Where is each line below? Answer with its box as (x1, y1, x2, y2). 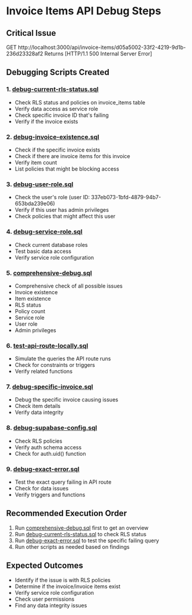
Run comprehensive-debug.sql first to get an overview (14, 524, 149, 531)
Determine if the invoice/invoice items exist (14, 583, 121, 590)
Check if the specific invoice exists (14, 146, 100, 153)
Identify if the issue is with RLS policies (14, 576, 111, 583)
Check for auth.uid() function (14, 450, 86, 457)
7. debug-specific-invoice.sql (6, 383, 93, 391)
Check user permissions (14, 595, 75, 602)
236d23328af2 (6, 50, 43, 57)
